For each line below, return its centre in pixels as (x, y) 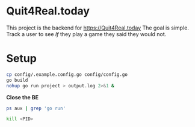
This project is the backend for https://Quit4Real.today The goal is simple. (98, 28)
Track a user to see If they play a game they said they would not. (86, 34)
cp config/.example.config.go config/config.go (67, 74)
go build (17, 80)
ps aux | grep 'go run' (36, 108)
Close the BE (23, 97)
